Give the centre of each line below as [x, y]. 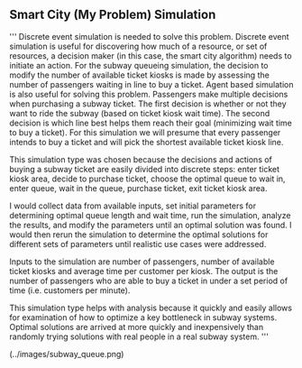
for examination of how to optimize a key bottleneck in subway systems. [143, 317]
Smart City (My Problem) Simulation [113, 15]
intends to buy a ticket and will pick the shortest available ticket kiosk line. [146, 142]
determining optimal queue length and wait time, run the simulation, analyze [150, 215]
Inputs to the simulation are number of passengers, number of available [142, 262]
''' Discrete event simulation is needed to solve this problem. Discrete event [150, 36]
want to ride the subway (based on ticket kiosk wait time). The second [140, 113]
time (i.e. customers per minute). [70, 290]
